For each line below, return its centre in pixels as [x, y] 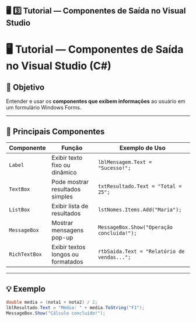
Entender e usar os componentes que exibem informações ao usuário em [96, 101]
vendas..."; [115, 257]
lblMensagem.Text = [125, 162]
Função [72, 148]
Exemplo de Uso [142, 148]
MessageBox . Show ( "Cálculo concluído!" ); [56, 313]
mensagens [68, 230]
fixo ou [61, 165]
